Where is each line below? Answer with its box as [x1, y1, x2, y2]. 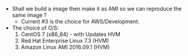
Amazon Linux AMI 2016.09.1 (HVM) [20, 43, 110, 51]
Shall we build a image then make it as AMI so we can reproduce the [11, 5, 182, 12]
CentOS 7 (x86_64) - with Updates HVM [20, 31, 121, 38]
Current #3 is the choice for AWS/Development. [20, 18, 140, 25]
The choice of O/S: [11, 24, 59, 31]
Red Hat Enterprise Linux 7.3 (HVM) [20, 37, 110, 44]
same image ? [11, 11, 47, 19]
